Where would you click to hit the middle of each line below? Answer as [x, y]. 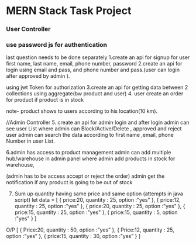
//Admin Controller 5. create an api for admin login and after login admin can [98, 123]
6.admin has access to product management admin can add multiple [89, 153]
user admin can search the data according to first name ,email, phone [90, 135]
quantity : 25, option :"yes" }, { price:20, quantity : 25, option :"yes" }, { [100, 206]
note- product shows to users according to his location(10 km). [82, 111]
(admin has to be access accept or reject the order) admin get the [85, 176]
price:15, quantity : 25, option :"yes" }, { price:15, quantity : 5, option [96, 212]
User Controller [28, 29]
